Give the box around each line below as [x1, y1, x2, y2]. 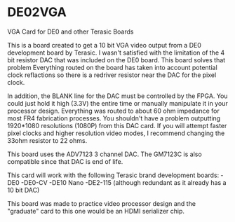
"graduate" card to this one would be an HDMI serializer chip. [7, 207, 184, 215]
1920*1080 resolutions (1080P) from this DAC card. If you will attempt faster [7, 121, 227, 130]
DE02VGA [7, 4, 67, 20]
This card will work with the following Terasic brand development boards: [7, 171, 220, 179]
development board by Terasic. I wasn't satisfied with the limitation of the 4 [7, 48, 225, 57]
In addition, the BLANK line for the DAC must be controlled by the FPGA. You [7, 92, 228, 100]
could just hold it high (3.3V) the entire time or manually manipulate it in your [7, 99, 228, 107]
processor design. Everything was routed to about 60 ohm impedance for [7, 106, 220, 115]
